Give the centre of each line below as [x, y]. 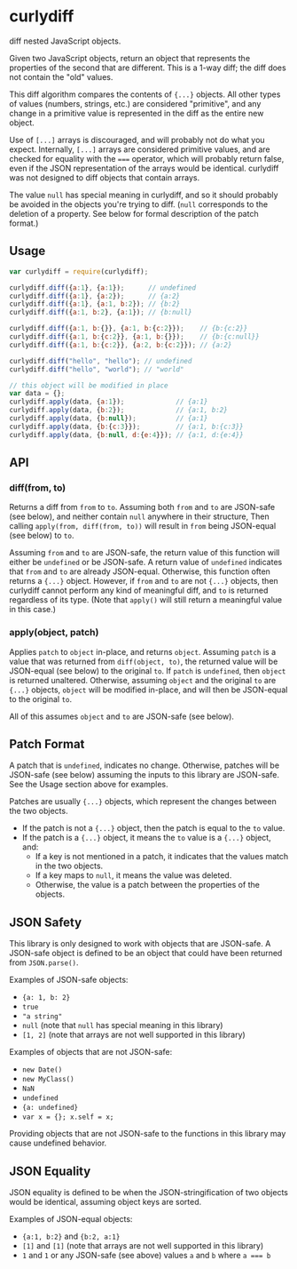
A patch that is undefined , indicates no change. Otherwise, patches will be [145, 765]
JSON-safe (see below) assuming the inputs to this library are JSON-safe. [144, 775]
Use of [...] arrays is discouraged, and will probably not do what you [137, 140]
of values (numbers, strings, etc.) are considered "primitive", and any [135, 103]
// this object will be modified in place [89, 385]
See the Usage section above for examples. [89, 785]
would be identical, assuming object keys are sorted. [106, 1202]
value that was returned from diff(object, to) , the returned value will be [144, 661]
